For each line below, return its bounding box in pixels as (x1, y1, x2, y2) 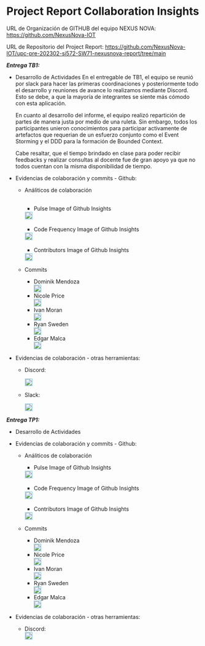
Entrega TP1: (6, 416, 40, 423)
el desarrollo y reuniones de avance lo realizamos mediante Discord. (15, 86, 189, 93)
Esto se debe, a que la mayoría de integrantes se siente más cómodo (15, 93, 190, 100)
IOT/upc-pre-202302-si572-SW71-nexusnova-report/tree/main (6, 49, 166, 57)
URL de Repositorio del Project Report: (6, 43, 104, 50)
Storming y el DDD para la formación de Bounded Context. (15, 137, 164, 145)
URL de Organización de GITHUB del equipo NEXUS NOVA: (6, 25, 157, 32)
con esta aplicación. (15, 100, 66, 107)
